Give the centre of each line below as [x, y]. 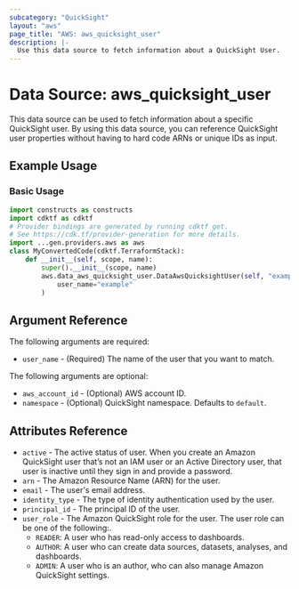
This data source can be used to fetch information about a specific [131, 119]
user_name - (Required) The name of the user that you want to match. [148, 359]
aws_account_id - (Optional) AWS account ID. [104, 393]
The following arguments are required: [79, 342]
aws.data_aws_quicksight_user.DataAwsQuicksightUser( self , [153, 276]
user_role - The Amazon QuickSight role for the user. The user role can [153, 518]
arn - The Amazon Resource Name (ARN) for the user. [121, 480]
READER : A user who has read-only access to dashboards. [140, 537]
